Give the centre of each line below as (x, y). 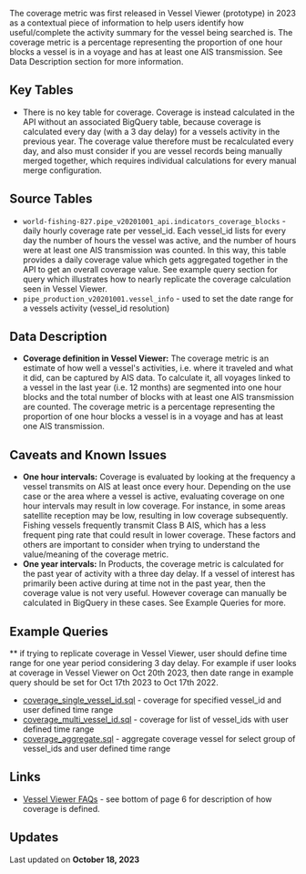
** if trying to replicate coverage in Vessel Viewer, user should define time (148, 653)
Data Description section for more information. (97, 62)
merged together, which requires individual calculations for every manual (159, 160)
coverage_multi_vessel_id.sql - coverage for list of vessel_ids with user (155, 720)
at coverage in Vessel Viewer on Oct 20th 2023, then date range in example (152, 673)
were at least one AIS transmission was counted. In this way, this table (154, 250)
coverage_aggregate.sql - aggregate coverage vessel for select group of (159, 739)
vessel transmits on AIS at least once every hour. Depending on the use (157, 487)
